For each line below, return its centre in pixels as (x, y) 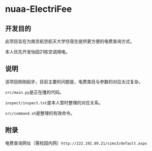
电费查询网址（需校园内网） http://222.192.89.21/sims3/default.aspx (76, 143)
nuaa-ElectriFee (39, 9)
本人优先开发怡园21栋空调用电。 (38, 52)
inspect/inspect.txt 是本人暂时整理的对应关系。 (54, 103)
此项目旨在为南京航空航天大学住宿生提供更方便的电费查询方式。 (70, 41)
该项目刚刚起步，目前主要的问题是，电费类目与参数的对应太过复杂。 (74, 81)
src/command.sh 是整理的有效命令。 (40, 113)
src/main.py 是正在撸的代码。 (34, 92)
